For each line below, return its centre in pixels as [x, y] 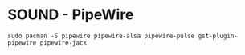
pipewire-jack [63, 43]
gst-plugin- [218, 36]
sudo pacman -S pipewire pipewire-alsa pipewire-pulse [101, 36]
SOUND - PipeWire [71, 15]
